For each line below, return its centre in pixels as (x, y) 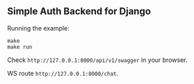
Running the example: (38, 28)
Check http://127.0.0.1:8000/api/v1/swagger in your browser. (97, 60)
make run (20, 47)
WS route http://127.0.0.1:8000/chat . (63, 73)
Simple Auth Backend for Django (79, 11)
